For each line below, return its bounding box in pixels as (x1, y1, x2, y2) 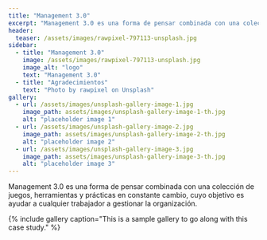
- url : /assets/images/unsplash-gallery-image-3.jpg (15, 145, 194, 153)
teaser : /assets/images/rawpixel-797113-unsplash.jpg (15, 33, 197, 42)
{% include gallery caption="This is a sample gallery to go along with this (8, 214, 248, 224)
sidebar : (8, 41, 37, 49)
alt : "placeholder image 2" (22, 137, 115, 146)
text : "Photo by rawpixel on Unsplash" (22, 85, 155, 94)
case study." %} (8, 222, 61, 232)
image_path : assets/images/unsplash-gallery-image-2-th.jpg (22, 130, 226, 138)
